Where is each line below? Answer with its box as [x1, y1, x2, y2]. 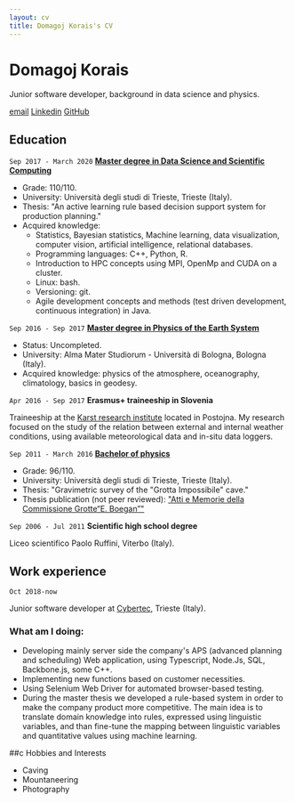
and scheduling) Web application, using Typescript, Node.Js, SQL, [21, 655, 266, 666]
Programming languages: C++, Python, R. [35, 248, 188, 259]
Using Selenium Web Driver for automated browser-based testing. [21, 683, 265, 694]
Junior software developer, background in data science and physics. [9, 89, 260, 100]
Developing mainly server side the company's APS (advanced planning [21, 645, 283, 656]
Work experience [9, 564, 107, 579]
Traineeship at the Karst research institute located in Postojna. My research [9, 412, 285, 423]
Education [9, 132, 68, 147]
